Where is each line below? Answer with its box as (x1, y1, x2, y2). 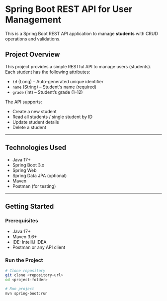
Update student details (12, 119, 59, 125)
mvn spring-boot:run (5, 291, 48, 296)
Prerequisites (5, 217, 38, 224)
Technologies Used (5, 144, 66, 152)
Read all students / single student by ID (12, 114, 93, 120)
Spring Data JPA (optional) (12, 172, 67, 178)
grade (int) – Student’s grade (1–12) (12, 89, 83, 95)
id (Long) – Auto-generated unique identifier (12, 78, 104, 84)
